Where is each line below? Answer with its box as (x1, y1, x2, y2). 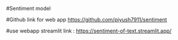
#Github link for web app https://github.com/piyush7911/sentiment (6, 16, 167, 23)
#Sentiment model (6, 5, 51, 12)
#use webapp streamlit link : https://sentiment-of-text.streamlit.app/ (6, 27, 172, 34)
